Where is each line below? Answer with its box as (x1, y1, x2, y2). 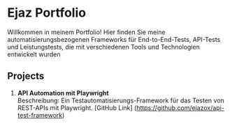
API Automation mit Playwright (17, 88, 110, 97)
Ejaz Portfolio (7, 5, 86, 21)
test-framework (17, 111, 63, 119)
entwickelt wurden (7, 50, 61, 58)
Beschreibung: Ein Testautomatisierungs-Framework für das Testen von (17, 96, 225, 104)
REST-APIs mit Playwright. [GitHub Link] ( (17, 103, 137, 112)
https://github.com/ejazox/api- (136, 103, 225, 112)
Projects (7, 70, 45, 82)
